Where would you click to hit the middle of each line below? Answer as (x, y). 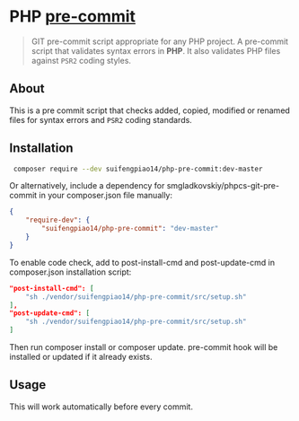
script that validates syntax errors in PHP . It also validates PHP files (156, 50)
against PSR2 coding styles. (81, 60)
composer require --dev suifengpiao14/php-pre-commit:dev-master (138, 169)
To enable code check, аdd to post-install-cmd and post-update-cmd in (142, 262)
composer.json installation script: (70, 272)
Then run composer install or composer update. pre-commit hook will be (144, 347)
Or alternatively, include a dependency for (87, 186)
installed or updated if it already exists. (81, 357)
